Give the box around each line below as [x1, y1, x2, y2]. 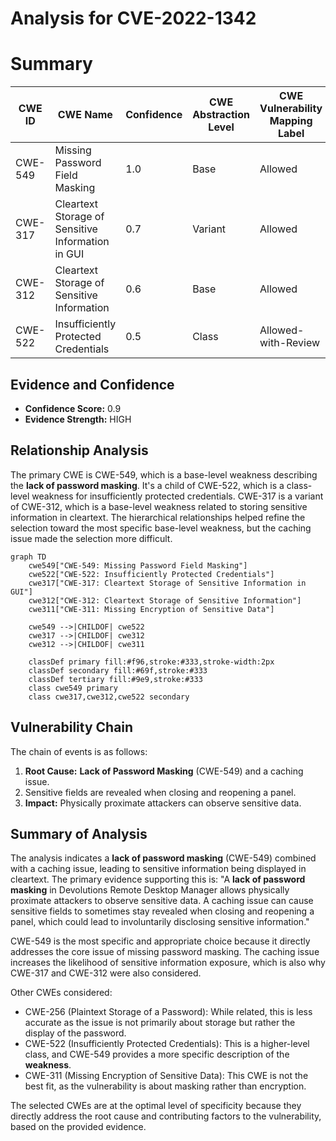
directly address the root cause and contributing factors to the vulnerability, [10, 1110, 322, 1122]
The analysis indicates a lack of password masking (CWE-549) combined [10, 852, 317, 864]
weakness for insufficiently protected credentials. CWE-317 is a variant [31, 490, 324, 502]
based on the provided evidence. [10, 1121, 147, 1133]
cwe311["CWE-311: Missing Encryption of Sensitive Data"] [28, 604, 275, 614]
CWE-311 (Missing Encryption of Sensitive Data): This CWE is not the [24, 1070, 309, 1082]
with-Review [259, 336, 321, 350]
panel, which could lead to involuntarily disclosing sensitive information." [10, 916, 310, 928]
